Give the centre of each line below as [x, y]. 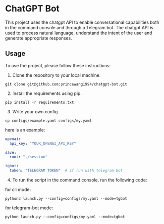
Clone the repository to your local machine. [56, 75]
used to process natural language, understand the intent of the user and [79, 33]
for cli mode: [18, 189]
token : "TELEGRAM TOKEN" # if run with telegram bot [66, 171]
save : [11, 152]
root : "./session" [29, 157]
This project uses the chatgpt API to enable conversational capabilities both [82, 22]
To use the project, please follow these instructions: [58, 65]
